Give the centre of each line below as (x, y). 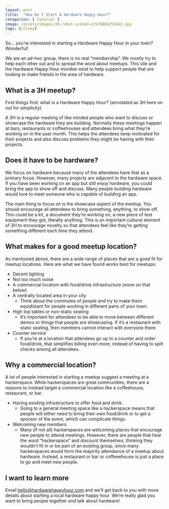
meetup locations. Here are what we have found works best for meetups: (81, 264)
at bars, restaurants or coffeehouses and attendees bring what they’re (78, 128)
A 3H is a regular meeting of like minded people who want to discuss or (79, 117)
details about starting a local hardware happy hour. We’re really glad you (80, 495)
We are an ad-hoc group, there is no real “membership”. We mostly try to (81, 58)
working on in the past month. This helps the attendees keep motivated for (82, 133)
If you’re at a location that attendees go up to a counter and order (88, 338)
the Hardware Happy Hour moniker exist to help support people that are (80, 69)
